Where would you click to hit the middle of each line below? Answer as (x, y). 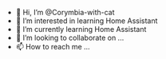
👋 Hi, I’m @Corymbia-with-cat (65, 12)
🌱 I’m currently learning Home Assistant (81, 29)
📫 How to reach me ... (53, 47)
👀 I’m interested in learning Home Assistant (87, 21)
